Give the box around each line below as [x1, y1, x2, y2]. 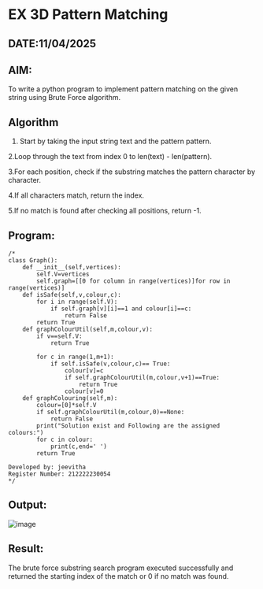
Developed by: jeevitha [8, 463, 87, 472]
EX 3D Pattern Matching [8, 6, 169, 24]
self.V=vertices [36, 270, 90, 279]
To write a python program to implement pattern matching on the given [8, 84, 239, 94]
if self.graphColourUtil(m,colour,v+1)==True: [64, 374, 220, 382]
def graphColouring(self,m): [22, 395, 118, 402]
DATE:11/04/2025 [8, 37, 97, 50]
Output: [8, 498, 47, 512]
